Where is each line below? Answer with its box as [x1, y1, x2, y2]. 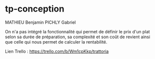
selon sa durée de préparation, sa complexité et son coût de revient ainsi [5, 34, 150, 40]
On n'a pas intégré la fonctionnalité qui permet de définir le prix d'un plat [5, 29, 150, 34]
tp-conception [5, 3, 64, 15]
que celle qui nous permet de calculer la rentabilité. [5, 39, 108, 44]
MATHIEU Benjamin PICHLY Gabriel [5, 19, 76, 25]
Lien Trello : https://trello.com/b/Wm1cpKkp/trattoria [5, 48, 109, 54]
